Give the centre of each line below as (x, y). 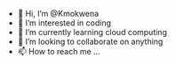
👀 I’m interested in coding (64, 23)
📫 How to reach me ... (59, 51)
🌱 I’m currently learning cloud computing (92, 32)
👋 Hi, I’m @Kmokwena (58, 14)
